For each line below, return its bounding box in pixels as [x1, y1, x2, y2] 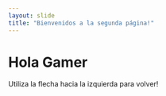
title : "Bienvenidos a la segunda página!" [8, 19, 155, 27]
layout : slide [8, 11, 56, 20]
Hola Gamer [8, 53, 88, 71]
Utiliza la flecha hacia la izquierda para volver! [8, 79, 159, 89]
